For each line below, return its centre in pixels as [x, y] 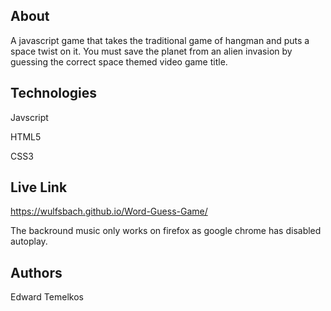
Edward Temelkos [47, 297]
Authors [36, 272]
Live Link [39, 187]
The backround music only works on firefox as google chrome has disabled [166, 231]
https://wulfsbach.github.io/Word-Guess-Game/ [109, 211]
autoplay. [29, 241]
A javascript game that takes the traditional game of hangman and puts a [160, 40]
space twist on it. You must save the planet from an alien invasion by [151, 51]
